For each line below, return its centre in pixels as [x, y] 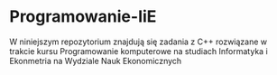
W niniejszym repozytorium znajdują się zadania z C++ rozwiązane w [138, 42]
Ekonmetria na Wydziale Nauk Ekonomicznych [96, 61]
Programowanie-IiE [83, 17]
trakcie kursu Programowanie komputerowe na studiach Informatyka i [138, 51]
